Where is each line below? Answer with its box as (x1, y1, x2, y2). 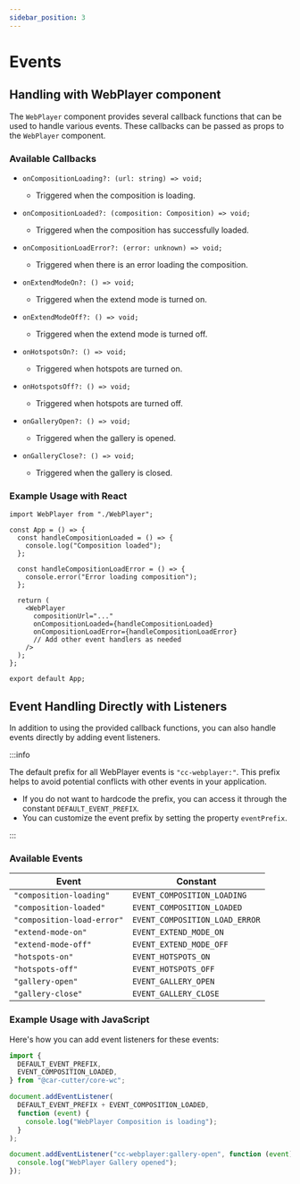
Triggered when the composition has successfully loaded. (35, 225, 250, 235)
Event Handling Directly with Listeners (9, 699, 228, 714)
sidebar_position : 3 (9, 13, 87, 22)
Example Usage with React (9, 490, 128, 502)
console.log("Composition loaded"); (25, 541, 162, 550)
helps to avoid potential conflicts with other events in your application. (9, 776, 267, 788)
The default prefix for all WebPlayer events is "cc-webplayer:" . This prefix (9, 767, 280, 778)
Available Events (9, 852, 83, 865)
